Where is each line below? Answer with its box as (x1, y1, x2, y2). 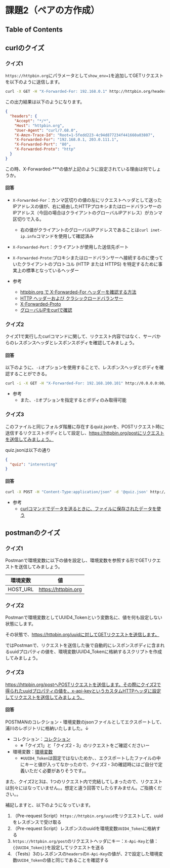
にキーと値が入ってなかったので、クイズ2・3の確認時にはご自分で (20, 761, 158, 767)
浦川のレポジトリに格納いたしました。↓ (5, 725, 89, 731)
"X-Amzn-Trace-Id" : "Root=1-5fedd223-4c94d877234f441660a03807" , (14, 132, 155, 137)
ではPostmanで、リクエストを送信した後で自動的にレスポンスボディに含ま (5, 642, 160, 648)
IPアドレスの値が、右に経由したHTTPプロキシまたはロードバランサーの (12, 203, 162, 209)
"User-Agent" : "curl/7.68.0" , (14, 128, 78, 133)
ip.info (20, 234, 36, 239)
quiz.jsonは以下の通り (5, 447, 51, 453)
